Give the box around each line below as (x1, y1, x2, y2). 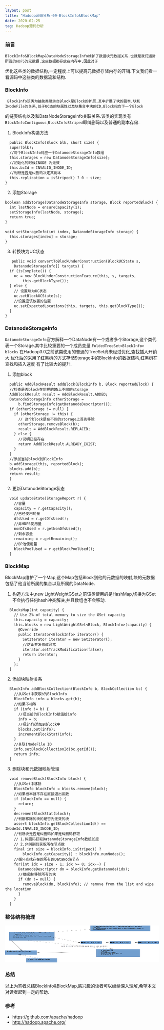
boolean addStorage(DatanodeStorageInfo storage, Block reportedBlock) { (5, 200, 159, 205)
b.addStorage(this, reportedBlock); (9, 462, 84, 467)
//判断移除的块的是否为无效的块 (14, 817, 69, 821)
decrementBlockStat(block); (14, 811, 71, 817)
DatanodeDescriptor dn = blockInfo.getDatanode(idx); (18, 867, 130, 872)
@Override (18, 627, 38, 633)
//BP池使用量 (14, 542, 38, 547)
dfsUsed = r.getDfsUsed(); (14, 516, 69, 521)
